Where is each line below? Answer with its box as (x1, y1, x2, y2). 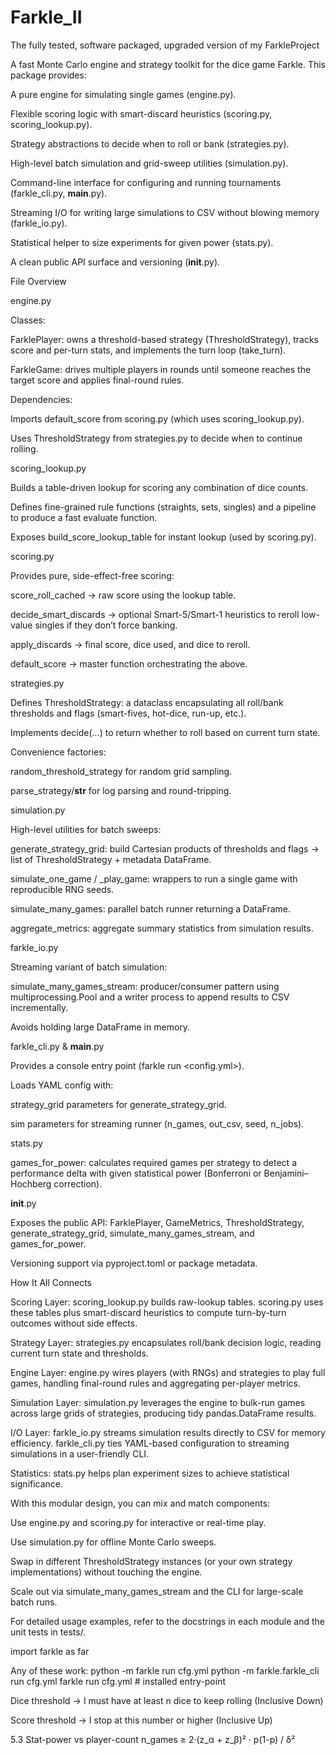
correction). (53, 1177, 103, 1190)
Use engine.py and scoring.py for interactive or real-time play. (10, 1516, 267, 1528)
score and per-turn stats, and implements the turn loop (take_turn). (10, 344, 287, 356)
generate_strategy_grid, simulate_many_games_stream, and (10, 1227, 255, 1239)
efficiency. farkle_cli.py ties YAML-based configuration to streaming (10, 1437, 290, 1449)
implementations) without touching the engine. (10, 1566, 203, 1578)
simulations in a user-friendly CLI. (10, 1447, 150, 1460)
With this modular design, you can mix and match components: (10, 1497, 271, 1509)
